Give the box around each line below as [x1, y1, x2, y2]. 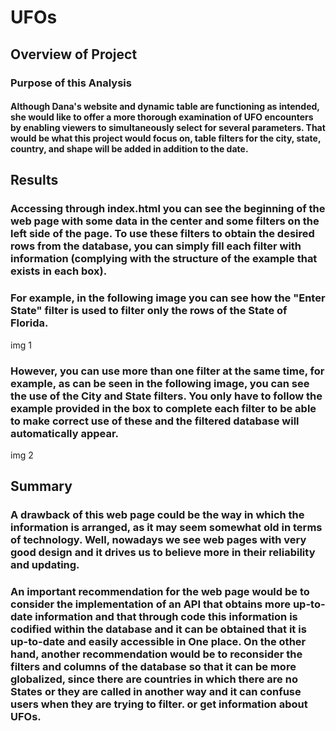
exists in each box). [10, 264, 108, 278]
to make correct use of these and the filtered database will [10, 414, 300, 428]
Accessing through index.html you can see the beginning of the [10, 202, 326, 216]
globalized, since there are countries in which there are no [10, 672, 298, 686]
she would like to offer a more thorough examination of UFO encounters [10, 111, 314, 123]
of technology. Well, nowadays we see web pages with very [10, 533, 307, 547]
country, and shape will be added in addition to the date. [10, 143, 249, 155]
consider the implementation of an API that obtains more [10, 597, 292, 611]
